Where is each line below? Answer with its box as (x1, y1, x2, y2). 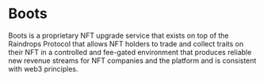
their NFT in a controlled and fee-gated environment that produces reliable (8, 47, 252, 57)
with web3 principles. (8, 64, 78, 73)
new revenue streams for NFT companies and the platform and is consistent (8, 56, 257, 65)
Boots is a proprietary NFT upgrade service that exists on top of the (8, 31, 229, 40)
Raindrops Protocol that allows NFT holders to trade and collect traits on (8, 39, 244, 48)
